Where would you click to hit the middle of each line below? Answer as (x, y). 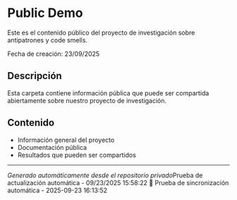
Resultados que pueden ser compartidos (77, 155)
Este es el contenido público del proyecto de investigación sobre (101, 33)
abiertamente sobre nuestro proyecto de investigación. (87, 100)
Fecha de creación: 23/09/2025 (54, 54)
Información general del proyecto (66, 140)
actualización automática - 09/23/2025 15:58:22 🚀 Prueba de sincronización (118, 182)
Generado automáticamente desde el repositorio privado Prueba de (105, 175)
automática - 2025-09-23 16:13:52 (57, 190)
